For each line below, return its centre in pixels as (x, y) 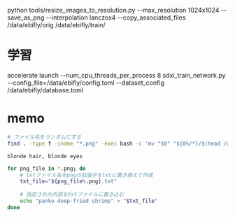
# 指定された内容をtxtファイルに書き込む (72, 195)
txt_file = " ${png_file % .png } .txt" (69, 181)
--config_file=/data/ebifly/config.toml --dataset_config (86, 83)
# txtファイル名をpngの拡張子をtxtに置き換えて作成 (86, 175)
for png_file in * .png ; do (47, 168)
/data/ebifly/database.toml (45, 90)
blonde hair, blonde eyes (45, 156)
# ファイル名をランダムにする (44, 137)
